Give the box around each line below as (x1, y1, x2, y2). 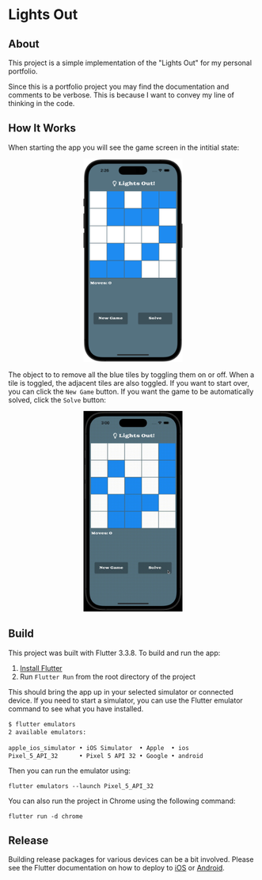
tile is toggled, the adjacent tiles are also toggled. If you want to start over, (8, 379, 249, 388)
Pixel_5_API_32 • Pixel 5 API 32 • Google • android (8, 752, 203, 760)
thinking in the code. (8, 99, 75, 108)
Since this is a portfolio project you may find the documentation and (8, 82, 230, 91)
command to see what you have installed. (8, 703, 144, 714)
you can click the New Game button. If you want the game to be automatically (8, 387, 254, 397)
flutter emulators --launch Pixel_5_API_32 (8, 782, 154, 790)
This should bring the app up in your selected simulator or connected (8, 687, 234, 696)
